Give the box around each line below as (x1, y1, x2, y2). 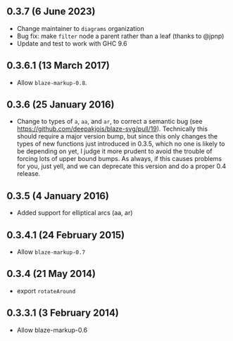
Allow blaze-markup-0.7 (16, 247, 86, 256)
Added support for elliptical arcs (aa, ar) (16, 209, 133, 217)
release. (16, 169, 41, 178)
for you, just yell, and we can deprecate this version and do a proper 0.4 (16, 162, 227, 171)
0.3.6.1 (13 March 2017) (6, 60, 111, 72)
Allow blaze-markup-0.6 (16, 326, 88, 334)
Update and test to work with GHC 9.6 (16, 39, 127, 48)
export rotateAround (16, 286, 76, 295)
